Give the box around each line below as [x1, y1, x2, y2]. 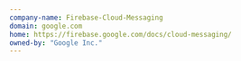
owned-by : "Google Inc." [9, 38, 103, 48]
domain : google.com [9, 22, 83, 30]
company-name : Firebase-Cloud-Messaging [9, 13, 164, 22]
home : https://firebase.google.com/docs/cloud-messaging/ [9, 30, 232, 39]
